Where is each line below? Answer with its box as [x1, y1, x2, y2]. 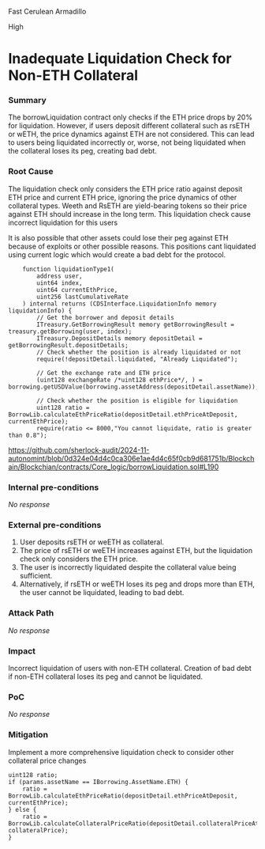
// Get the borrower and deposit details [36, 313, 175, 321]
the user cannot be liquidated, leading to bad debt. [19, 588, 185, 597]
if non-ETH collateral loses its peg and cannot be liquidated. [8, 672, 203, 681]
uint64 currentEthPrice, [36, 286, 118, 294]
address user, [36, 272, 83, 280]
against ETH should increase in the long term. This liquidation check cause [8, 209, 251, 218]
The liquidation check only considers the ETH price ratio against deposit [8, 184, 243, 193]
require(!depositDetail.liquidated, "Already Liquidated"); [36, 355, 238, 363]
